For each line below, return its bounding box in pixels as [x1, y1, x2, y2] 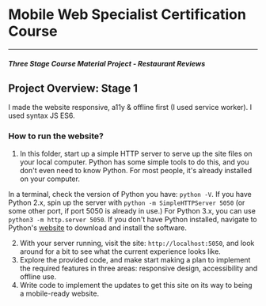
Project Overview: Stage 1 [8, 81, 139, 95]
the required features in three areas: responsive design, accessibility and [19, 263, 258, 273]
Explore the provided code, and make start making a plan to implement [19, 255, 251, 264]
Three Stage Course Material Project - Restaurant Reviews [8, 59, 206, 68]
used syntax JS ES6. [8, 111, 75, 120]
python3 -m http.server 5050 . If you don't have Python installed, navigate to [8, 214, 257, 224]
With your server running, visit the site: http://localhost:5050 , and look [19, 238, 255, 247]
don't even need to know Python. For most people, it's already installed [19, 165, 253, 175]
